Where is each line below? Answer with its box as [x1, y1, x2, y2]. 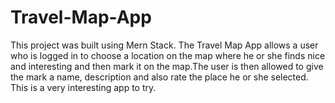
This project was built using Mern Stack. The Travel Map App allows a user [10, 39, 319, 51]
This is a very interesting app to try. [10, 81, 157, 93]
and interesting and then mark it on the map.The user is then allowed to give [10, 60, 324, 72]
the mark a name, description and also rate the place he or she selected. [10, 71, 309, 83]
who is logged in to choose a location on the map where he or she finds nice [10, 49, 326, 61]
